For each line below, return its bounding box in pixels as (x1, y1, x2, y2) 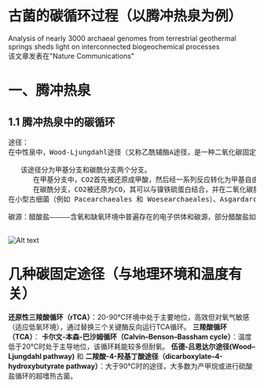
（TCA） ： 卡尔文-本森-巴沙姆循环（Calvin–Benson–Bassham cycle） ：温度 (8, 332, 252, 341)
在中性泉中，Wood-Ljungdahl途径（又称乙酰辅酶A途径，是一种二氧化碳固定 (8, 147, 257, 157)
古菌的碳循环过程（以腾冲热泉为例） (8, 7, 243, 25)
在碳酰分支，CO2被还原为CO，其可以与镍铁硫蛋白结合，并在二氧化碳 (32, 185, 254, 194)
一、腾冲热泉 (8, 82, 92, 100)
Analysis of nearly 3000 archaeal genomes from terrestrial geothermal (8, 33, 236, 43)
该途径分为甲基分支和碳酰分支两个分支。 (20, 165, 152, 174)
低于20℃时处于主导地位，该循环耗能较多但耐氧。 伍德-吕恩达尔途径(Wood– (8, 342, 255, 351)
